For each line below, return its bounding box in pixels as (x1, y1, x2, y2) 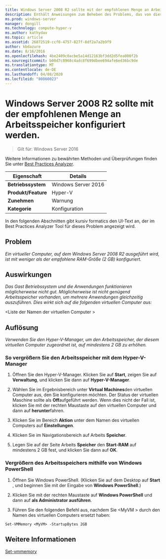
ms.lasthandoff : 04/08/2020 (5, 72, 63, 77)
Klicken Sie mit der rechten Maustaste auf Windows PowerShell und (12, 492, 152, 498)
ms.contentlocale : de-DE (5, 68, 56, 72)
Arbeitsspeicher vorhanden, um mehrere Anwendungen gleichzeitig (5, 294, 143, 300)
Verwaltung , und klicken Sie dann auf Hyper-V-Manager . (12, 377, 131, 383)
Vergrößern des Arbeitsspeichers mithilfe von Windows (5, 460, 142, 467)
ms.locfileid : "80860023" (5, 76, 58, 81)
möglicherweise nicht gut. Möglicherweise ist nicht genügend (5, 289, 130, 295)
